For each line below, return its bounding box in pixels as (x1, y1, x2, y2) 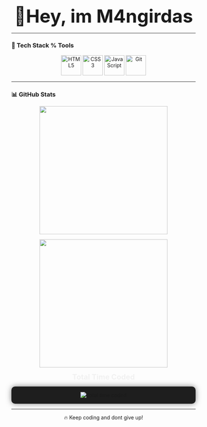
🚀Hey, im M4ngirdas (13, 5, 194, 28)
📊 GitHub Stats (11, 90, 56, 98)
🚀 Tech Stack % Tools (11, 42, 74, 50)
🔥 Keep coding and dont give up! (64, 414, 143, 421)
